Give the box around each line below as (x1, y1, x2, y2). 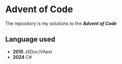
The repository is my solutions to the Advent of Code (5, 20, 117, 26)
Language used (5, 35, 56, 44)
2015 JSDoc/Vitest (12, 48, 52, 54)
